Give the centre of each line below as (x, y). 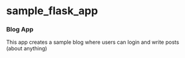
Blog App (20, 30)
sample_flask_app (52, 11)
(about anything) (27, 49)
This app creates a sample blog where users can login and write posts (93, 42)
